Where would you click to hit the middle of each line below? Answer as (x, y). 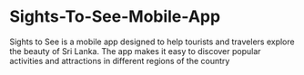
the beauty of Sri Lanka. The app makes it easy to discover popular (135, 51)
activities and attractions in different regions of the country (120, 61)
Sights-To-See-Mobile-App (115, 17)
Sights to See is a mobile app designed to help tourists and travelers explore (152, 42)
